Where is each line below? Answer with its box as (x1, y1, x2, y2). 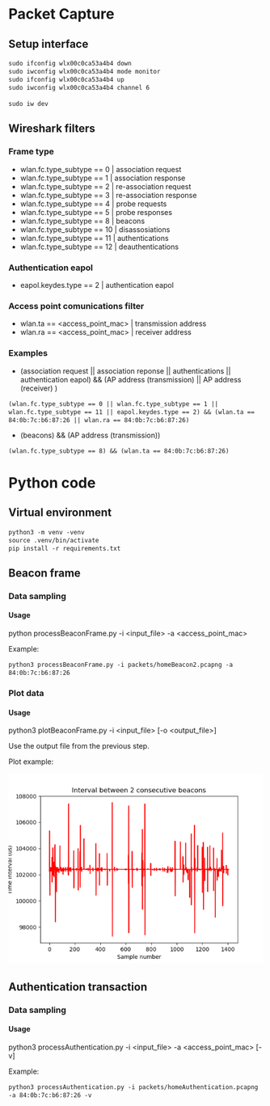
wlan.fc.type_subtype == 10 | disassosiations (19, 224, 171, 234)
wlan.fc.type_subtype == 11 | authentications (19, 233, 169, 243)
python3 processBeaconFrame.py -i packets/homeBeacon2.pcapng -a (8, 661, 233, 669)
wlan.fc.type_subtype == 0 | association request (19, 164, 182, 174)
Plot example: (8, 757, 54, 766)
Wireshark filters (8, 122, 95, 136)
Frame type (8, 146, 55, 158)
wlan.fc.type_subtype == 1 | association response (19, 173, 186, 183)
